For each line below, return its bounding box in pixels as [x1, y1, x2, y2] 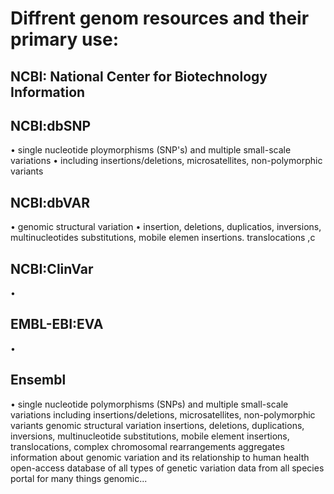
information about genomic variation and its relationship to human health [10, 451, 310, 463]
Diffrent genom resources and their [10, 7, 310, 30]
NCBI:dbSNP [10, 117, 92, 134]
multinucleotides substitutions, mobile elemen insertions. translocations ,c [10, 232, 316, 244]
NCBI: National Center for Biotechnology [10, 68, 268, 85]
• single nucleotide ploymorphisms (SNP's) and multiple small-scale [10, 144, 292, 156]
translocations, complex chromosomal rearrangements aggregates [10, 440, 285, 452]
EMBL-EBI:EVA [10, 316, 104, 333]
